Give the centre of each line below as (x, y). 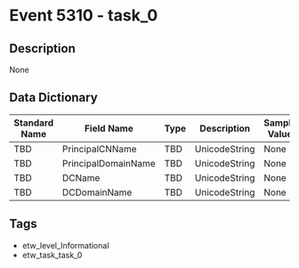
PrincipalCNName (99, 149)
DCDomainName (97, 192)
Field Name (109, 128)
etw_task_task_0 (52, 255)
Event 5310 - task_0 (84, 16)
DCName (81, 177)
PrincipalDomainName (109, 163)
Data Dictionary (53, 97)
